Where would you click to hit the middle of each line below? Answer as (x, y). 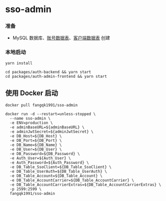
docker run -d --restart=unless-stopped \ (50, 114)
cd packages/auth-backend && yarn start (48, 72)
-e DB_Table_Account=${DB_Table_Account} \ (56, 176)
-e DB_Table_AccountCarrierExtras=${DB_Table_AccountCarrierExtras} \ (86, 185)
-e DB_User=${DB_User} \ (36, 149)
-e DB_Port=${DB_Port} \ (36, 140)
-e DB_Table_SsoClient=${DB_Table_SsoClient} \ (61, 167)
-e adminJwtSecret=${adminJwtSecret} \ (52, 132)
